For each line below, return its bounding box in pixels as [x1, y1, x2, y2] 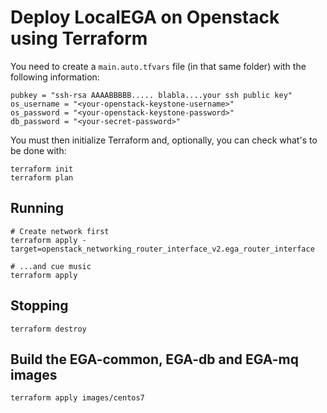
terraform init [10, 164, 74, 174]
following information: [10, 71, 100, 83]
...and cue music [19, 261, 92, 271]
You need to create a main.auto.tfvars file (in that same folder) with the [10, 60, 307, 72]
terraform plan [10, 172, 74, 183]
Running [10, 200, 65, 217]
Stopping [10, 297, 69, 315]
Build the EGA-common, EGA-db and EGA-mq [10, 351, 300, 368]
